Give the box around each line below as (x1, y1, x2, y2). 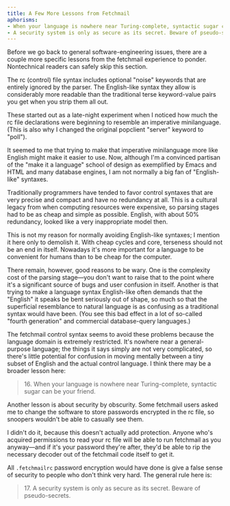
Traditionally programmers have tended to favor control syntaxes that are (7, 189, 214, 197)
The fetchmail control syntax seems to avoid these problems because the (7, 330, 214, 339)
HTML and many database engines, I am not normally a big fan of (7, 168, 192, 176)
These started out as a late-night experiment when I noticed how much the (7, 111, 218, 119)
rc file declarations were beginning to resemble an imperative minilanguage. (7, 118, 221, 127)
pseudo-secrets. (23, 492, 71, 500)
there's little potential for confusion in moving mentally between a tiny (7, 352, 204, 361)
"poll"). (7, 133, 27, 141)
